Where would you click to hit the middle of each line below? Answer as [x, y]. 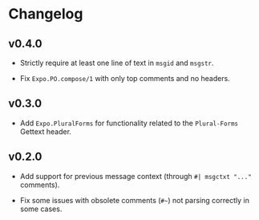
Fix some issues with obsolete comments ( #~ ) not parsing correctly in [135, 200]
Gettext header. [46, 131]
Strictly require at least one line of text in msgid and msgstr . [117, 63]
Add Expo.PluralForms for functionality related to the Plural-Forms [129, 123]
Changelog [46, 14]
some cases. [41, 209]
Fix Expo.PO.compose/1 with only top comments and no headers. [125, 78]
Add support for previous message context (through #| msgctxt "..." [136, 176]
